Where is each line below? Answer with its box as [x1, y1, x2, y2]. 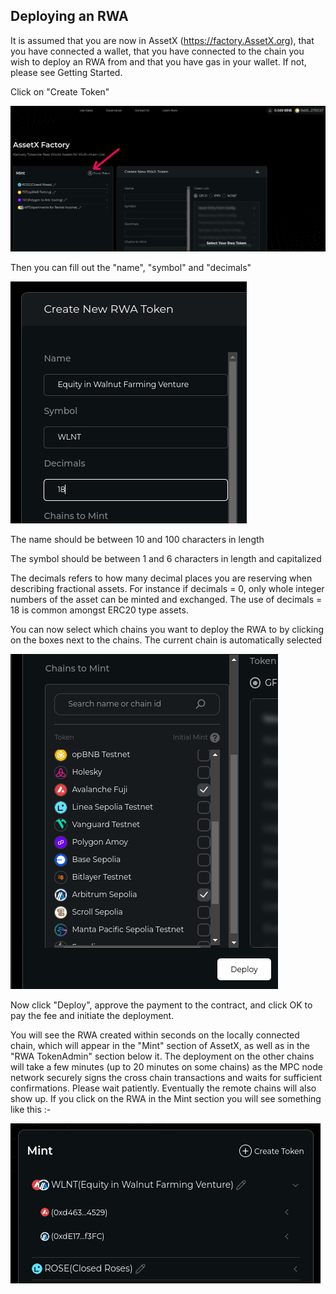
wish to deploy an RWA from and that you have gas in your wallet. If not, [10, 55, 307, 68]
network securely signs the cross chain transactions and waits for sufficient [10, 1071, 322, 1083]
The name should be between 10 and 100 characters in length [10, 533, 265, 545]
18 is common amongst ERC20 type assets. [10, 604, 189, 616]
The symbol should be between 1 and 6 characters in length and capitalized [10, 552, 322, 564]
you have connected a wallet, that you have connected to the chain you [10, 45, 305, 57]
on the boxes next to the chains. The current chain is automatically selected [10, 634, 323, 646]
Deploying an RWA [10, 8, 129, 25]
